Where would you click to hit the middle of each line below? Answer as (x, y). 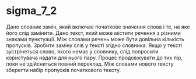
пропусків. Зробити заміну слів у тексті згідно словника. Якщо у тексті (94, 45)
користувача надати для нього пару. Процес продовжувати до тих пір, (94, 58)
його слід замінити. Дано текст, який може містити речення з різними (93, 33)
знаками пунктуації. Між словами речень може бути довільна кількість (95, 39)
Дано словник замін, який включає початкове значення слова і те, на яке (98, 27)
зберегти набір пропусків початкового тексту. (64, 70)
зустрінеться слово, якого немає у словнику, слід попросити (82, 51)
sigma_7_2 (32, 11)
